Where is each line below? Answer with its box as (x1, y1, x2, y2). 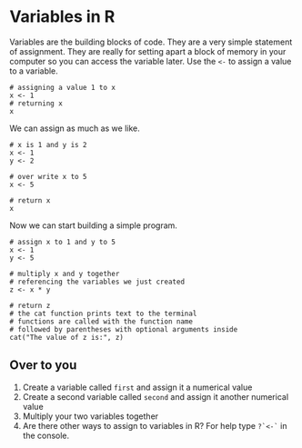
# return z (9, 301, 51, 310)
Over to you (9, 357, 77, 373)
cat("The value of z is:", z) (9, 333, 125, 342)
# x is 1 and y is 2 (9, 140, 88, 149)
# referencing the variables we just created (9, 277, 185, 286)
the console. (22, 430, 70, 441)
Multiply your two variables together (22, 411, 159, 422)
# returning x (9, 98, 64, 108)
